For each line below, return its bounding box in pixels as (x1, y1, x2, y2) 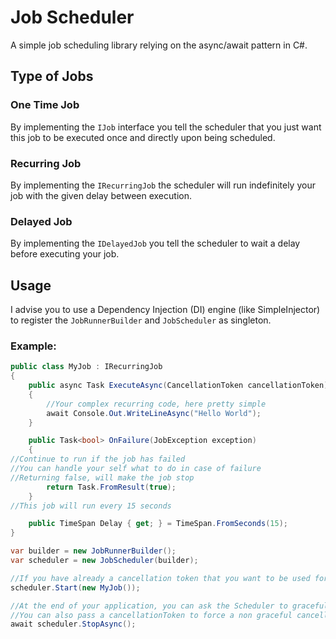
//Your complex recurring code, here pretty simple (46, 399, 267, 409)
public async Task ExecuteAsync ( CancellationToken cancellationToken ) (28, 381, 329, 391)
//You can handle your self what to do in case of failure (10, 464, 262, 474)
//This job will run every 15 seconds (10, 501, 172, 511)
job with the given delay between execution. (10, 189, 192, 201)
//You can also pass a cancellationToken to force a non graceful (10, 610, 293, 620)
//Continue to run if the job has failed (10, 454, 186, 465)
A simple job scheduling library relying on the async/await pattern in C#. (10, 39, 308, 51)
